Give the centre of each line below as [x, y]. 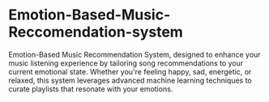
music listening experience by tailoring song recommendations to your [126, 63]
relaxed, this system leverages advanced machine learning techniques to [130, 80]
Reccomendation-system [96, 32]
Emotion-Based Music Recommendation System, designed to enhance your [134, 54]
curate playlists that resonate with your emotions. [91, 89]
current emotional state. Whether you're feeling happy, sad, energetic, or [130, 71]
